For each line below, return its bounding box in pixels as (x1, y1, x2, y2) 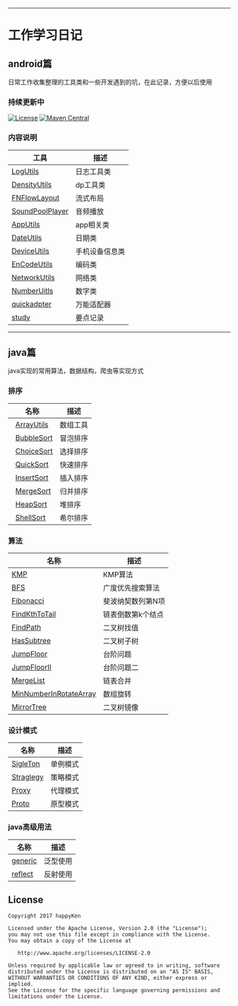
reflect (11, 869, 34, 878)
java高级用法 (8, 823, 52, 832)
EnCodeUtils (11, 259, 53, 269)
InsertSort (15, 473, 49, 482)
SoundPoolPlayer (11, 206, 69, 216)
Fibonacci (11, 596, 44, 606)
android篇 (8, 57, 52, 69)
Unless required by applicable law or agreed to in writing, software (8, 962, 220, 969)
